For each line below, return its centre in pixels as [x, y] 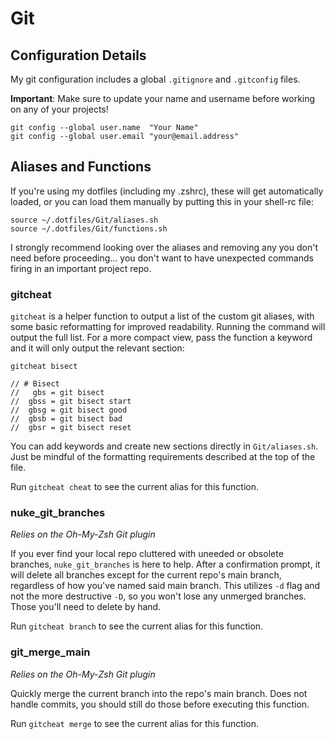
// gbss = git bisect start [71, 402]
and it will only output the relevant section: [97, 348]
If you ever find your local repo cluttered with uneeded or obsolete [147, 554]
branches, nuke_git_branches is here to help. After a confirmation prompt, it [165, 564]
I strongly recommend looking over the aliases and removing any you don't [164, 247]
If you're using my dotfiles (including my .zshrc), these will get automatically [167, 191]
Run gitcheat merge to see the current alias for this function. [134, 723]
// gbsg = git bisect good [69, 410]
